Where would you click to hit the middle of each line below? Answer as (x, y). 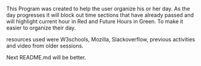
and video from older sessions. (45, 46)
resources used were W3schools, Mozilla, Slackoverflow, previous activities (101, 39)
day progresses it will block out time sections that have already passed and (100, 15)
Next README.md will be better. (46, 57)
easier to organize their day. (41, 28)
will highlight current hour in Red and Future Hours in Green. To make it (95, 21)
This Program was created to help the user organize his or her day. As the (98, 9)
